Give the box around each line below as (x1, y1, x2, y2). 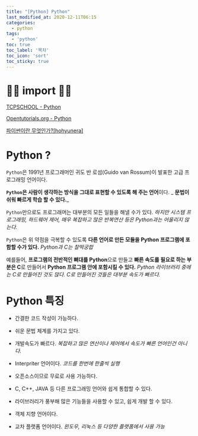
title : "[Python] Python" (6, 8, 70, 15)
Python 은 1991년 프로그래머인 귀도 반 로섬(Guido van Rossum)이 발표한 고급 (6, 168, 184, 176)
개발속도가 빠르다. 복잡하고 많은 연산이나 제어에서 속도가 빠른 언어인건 (14, 340, 177, 347)
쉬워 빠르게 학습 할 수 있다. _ (6, 196, 69, 203)
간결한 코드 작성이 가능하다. (14, 315, 79, 322)
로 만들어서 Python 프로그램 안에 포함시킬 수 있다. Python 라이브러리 (20, 263, 180, 270)
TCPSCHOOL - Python (6, 103, 61, 110)
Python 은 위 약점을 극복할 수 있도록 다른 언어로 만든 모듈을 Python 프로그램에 (6, 236, 184, 243)
